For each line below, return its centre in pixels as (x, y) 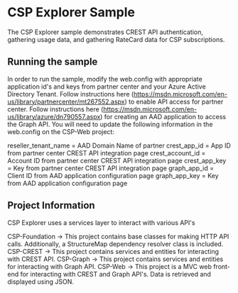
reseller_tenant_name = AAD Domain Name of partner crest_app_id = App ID (119, 145)
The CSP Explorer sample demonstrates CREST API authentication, (106, 32)
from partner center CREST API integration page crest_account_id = (107, 153)
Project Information (51, 205)
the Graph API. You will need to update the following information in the (110, 124)
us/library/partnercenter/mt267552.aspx (66, 101)
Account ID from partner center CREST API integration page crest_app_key (117, 160)
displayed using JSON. (41, 282)
